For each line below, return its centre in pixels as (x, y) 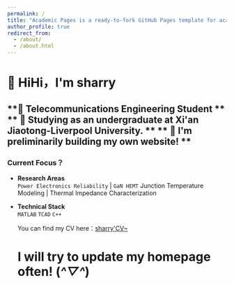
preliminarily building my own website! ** (99, 141)
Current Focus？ (36, 162)
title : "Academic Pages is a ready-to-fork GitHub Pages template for (112, 20)
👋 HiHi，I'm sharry (62, 83)
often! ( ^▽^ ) (53, 272)
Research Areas (41, 178)
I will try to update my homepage (114, 257)
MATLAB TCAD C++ (39, 214)
